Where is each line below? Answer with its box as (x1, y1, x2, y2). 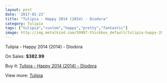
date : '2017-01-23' (5, 12, 46, 17)
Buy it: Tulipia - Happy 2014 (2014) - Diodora (5, 63, 97, 69)
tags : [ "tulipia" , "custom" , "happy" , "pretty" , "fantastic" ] (5, 26, 128, 31)
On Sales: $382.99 (5, 53, 45, 59)
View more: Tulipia (5, 73, 43, 78)
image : (5, 30, 19, 35)
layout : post (5, 7, 32, 12)
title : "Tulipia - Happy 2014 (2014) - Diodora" (5, 16, 108, 21)
